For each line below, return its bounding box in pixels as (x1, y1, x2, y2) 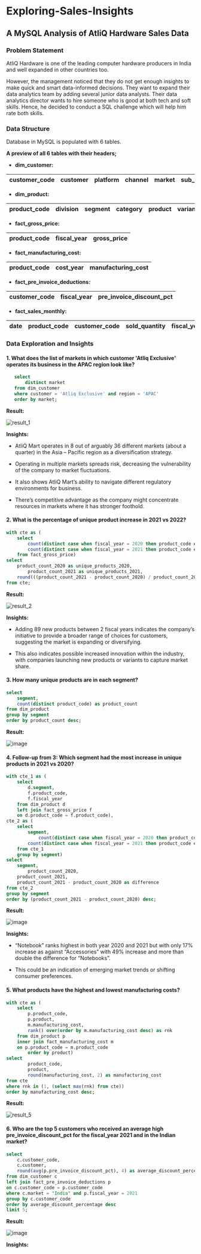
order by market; (14, 396, 58, 403)
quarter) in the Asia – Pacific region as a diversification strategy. (14, 448, 173, 455)
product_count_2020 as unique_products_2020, (17, 563, 133, 569)
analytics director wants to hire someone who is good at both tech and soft (6, 97, 191, 104)
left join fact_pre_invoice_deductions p (6, 1179, 111, 1186)
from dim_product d (17, 801, 66, 808)
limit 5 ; (6, 1207, 28, 1213)
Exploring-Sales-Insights (6, 4, 134, 18)
